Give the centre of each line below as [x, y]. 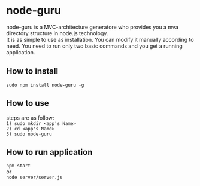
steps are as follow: [30, 118]
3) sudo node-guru [29, 134]
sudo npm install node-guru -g [45, 85]
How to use [28, 103]
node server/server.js [34, 178]
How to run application [49, 152]
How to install [32, 71]
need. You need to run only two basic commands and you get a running [94, 46]
